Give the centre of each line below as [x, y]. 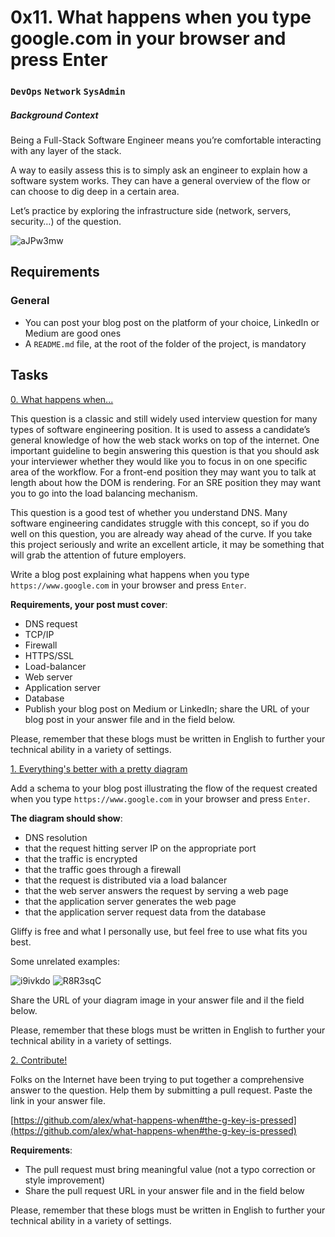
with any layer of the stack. [66, 151]
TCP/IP [39, 634]
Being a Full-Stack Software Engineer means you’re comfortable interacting [166, 140]
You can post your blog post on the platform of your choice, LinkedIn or [172, 322]
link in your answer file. [58, 1100]
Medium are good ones [73, 333]
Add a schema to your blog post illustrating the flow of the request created [164, 788]
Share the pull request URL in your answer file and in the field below [164, 1190]
